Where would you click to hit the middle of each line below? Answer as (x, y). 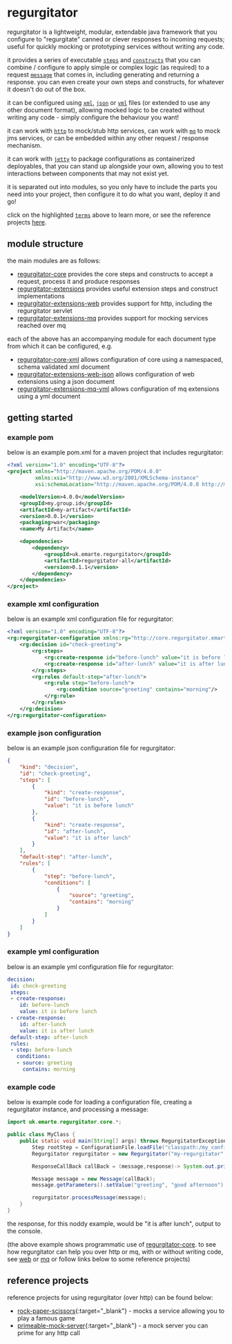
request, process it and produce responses (78, 281)
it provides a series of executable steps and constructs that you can (104, 59)
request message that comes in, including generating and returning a (103, 75)
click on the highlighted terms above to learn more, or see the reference (109, 215)
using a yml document (49, 396)
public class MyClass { (41, 1135)
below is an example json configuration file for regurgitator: (91, 748)
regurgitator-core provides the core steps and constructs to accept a (115, 273)
